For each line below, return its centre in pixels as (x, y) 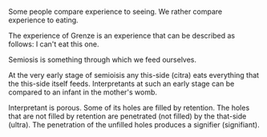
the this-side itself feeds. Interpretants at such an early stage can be (121, 84)
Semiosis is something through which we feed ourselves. (103, 60)
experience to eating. (43, 20)
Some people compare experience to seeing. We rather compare (115, 12)
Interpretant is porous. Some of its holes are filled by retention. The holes (129, 108)
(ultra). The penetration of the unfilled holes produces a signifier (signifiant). (134, 125)
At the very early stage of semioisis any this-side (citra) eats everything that (133, 75)
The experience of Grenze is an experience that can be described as (121, 36)
